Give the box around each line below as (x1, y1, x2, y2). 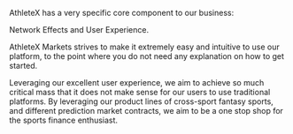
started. (9, 61, 38, 71)
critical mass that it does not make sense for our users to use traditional (9, 87, 271, 97)
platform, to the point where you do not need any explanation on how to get (9, 51, 285, 61)
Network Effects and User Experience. (9, 25, 149, 34)
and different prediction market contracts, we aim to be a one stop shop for (9, 106, 283, 115)
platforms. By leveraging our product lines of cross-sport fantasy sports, (9, 96, 274, 107)
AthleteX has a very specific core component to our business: (9, 8, 235, 18)
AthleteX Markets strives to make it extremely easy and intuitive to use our (9, 41, 281, 52)
